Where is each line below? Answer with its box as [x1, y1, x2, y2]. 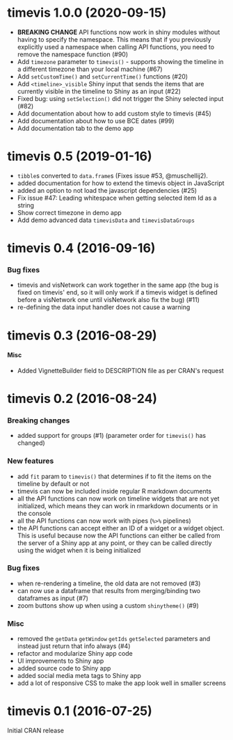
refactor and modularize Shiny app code [17, 650, 134, 658]
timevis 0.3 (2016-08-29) [7, 327, 158, 343]
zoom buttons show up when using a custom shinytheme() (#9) [17, 601, 200, 610]
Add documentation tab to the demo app [17, 124, 134, 132]
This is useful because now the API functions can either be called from [17, 531, 220, 540]
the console [17, 509, 51, 517]
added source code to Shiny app [17, 664, 111, 672]
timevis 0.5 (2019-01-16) [7, 148, 152, 164]
